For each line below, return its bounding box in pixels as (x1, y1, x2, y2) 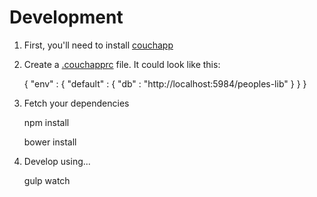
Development (9, 6, 124, 29)
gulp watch (23, 174, 71, 186)
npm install (23, 116, 70, 128)
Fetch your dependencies (23, 97, 130, 109)
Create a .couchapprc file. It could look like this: (23, 58, 221, 70)
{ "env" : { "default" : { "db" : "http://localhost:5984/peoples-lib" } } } (23, 77, 307, 90)
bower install (23, 136, 77, 148)
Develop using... (23, 155, 91, 167)
